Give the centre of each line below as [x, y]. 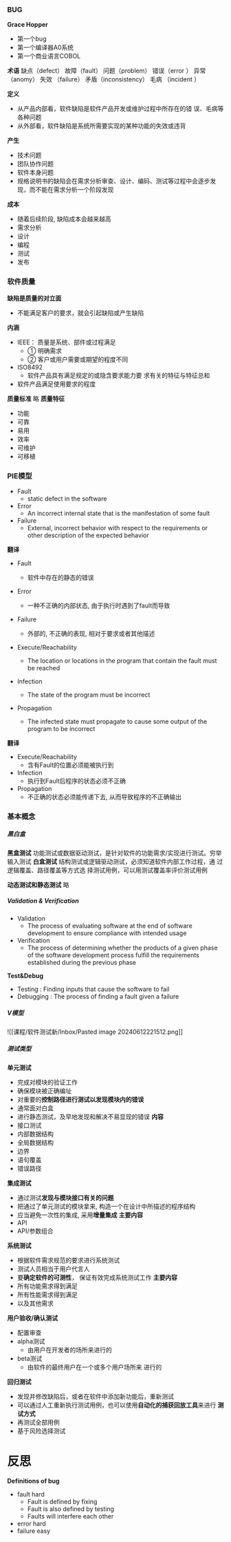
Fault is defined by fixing [62, 1501]
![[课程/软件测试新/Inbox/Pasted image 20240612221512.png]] [95, 1032]
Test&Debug [25, 975]
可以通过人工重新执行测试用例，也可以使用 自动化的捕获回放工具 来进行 [117, 1405]
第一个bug [32, 39]
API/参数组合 [35, 1231]
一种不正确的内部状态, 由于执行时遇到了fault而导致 [99, 605]
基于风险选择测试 [41, 1431]
